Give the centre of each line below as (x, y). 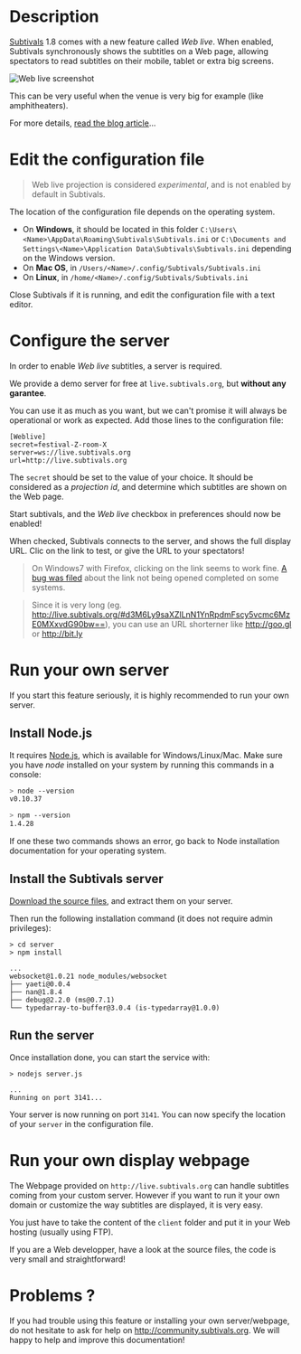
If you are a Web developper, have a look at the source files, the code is (143, 1249)
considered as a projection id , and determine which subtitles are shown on (148, 486)
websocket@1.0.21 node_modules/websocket (89, 976)
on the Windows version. (69, 258)
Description (54, 17)
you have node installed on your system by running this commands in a (142, 765)
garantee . (28, 393)
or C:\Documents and (249, 239)
